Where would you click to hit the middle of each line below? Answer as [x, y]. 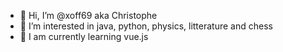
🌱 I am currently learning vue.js [84, 36]
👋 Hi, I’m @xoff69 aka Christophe [88, 15]
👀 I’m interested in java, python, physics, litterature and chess [146, 26]
